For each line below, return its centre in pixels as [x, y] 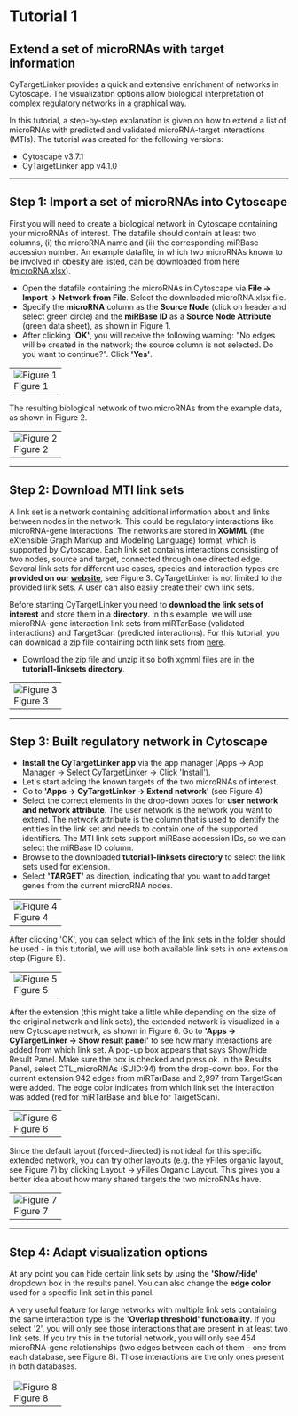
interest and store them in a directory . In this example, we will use [131, 614]
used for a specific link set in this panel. [82, 1293]
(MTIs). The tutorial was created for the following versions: [117, 139]
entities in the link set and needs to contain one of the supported [140, 829]
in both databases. [43, 1366]
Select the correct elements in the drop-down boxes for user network [150, 800]
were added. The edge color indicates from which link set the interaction [142, 1088]
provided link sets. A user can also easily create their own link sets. [132, 587]
